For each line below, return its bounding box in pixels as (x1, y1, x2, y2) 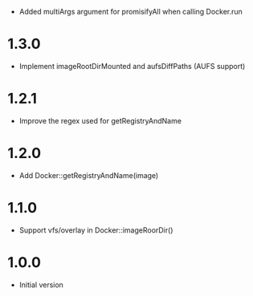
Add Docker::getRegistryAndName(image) (18, 170, 159, 180)
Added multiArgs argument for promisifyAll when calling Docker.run (18, 7, 243, 16)
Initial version (18, 280, 63, 290)
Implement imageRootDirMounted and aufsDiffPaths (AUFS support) (18, 61, 246, 71)
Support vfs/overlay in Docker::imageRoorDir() (18, 225, 173, 235)
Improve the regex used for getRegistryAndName (18, 116, 182, 125)
